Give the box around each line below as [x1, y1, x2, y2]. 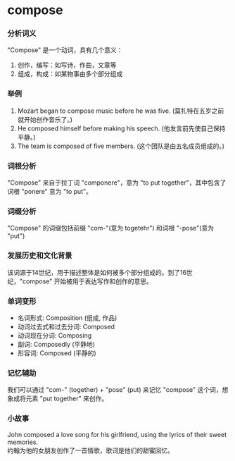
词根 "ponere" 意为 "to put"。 [7, 188, 93, 196]
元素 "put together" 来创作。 [25, 394, 108, 403]
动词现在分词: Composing [17, 331, 92, 340]
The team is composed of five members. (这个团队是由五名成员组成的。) [17, 142, 225, 150]
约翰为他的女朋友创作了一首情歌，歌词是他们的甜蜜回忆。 [7, 446, 174, 455]
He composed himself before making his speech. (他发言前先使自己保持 [17, 124, 226, 133]
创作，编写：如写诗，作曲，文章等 [17, 61, 117, 69]
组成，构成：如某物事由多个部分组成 [17, 70, 123, 78]
